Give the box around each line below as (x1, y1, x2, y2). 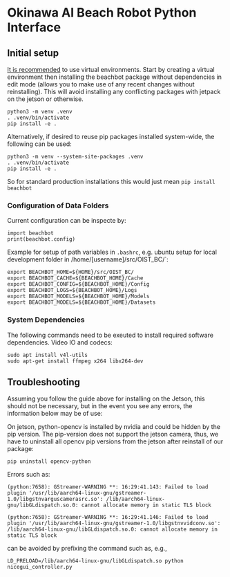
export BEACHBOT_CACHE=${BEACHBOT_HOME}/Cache (7, 275, 144, 282)
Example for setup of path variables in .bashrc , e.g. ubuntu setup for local (7, 248, 218, 257)
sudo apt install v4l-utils (7, 351, 88, 358)
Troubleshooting (7, 376, 81, 388)
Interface (7, 19, 61, 35)
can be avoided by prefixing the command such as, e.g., (7, 544, 167, 553)
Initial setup (7, 47, 59, 59)
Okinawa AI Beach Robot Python (7, 5, 197, 21)
